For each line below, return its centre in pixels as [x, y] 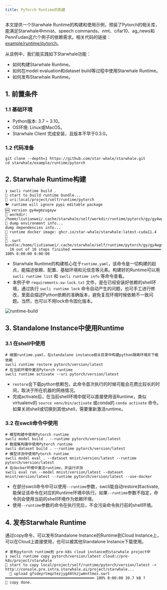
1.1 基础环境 [19, 109]
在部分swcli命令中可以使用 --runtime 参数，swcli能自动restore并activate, [86, 486]
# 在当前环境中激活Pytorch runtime [39, 370]
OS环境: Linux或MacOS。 [39, 127]
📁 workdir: [16, 215]
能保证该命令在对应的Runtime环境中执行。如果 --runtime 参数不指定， [83, 493]
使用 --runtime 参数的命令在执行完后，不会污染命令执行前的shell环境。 [84, 505]
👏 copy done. [19, 583]
